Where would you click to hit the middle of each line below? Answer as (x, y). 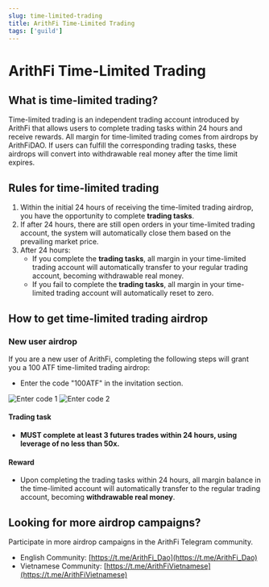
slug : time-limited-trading (56, 16)
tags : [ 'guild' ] (35, 31)
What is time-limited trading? (83, 100)
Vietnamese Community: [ (63, 566)
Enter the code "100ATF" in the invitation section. (101, 383)
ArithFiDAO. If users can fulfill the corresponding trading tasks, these (122, 145)
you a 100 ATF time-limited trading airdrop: (79, 367)
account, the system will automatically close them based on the (125, 233)
